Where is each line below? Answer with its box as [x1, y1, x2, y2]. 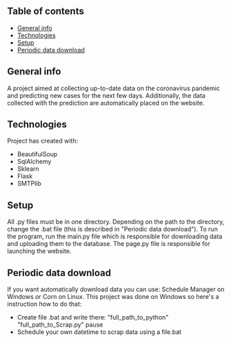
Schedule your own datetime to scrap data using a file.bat [17, 328, 181, 336]
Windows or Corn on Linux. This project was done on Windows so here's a [7, 293, 219, 301]
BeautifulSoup [17, 150, 58, 158]
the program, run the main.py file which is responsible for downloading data [7, 232, 223, 240]
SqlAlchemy [17, 158, 52, 166]
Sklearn [17, 165, 39, 173]
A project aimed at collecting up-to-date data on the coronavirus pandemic [7, 84, 221, 92]
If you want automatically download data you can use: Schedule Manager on [7, 285, 225, 293]
